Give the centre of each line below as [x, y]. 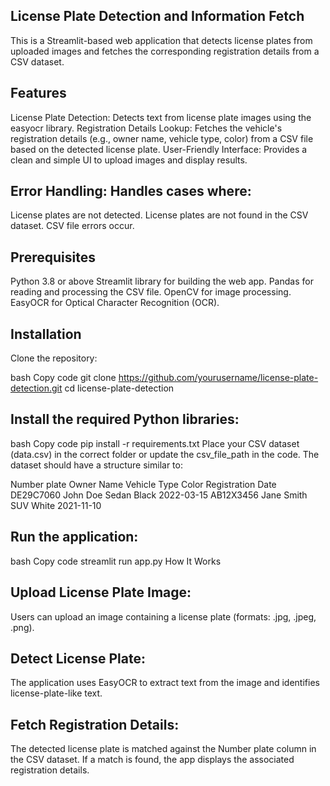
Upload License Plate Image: [101, 592]
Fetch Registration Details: [95, 724]
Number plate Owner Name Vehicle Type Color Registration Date [143, 484]
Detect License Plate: [78, 658]
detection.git [36, 388]
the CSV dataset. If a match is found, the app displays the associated [152, 760]
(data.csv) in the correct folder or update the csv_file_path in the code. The [165, 454]
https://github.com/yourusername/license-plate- [218, 378]
